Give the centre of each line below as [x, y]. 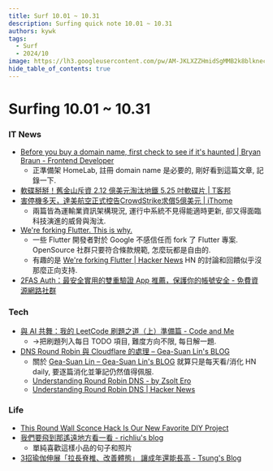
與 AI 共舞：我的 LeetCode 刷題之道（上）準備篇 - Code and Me [127, 331]
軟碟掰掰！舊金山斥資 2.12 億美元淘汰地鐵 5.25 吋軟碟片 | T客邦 [126, 191]
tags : [17, 39]
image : [19, 62]
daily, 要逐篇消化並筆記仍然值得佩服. [93, 371]
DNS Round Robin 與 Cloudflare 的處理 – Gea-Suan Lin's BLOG [125, 351]
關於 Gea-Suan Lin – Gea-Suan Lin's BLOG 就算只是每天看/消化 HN [144, 361]
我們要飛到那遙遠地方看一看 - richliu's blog [92, 437]
